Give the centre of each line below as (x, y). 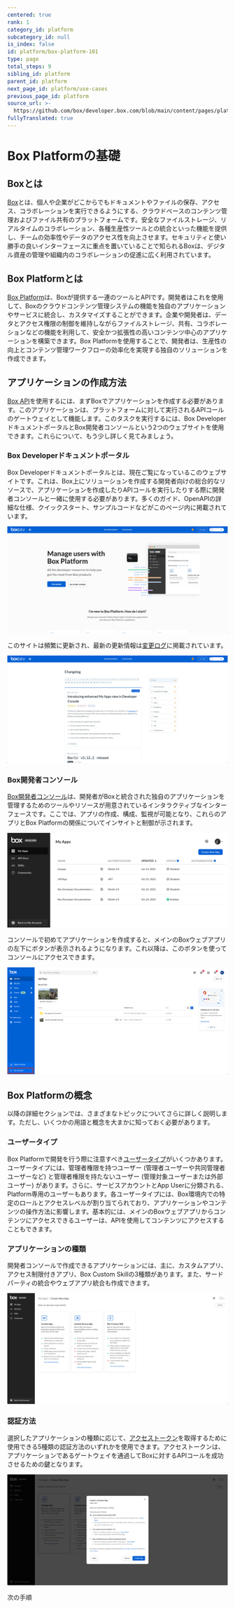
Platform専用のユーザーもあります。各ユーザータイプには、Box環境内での (113, 1194)
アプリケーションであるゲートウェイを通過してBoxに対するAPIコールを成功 (115, 1455)
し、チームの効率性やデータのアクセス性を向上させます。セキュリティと (111, 237)
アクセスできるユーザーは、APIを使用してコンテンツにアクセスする (128, 1220)
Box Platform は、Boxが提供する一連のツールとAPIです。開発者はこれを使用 (115, 297)
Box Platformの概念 (50, 1095)
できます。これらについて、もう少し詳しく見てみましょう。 (92, 436)
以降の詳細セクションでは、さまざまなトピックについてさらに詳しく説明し (114, 1113)
